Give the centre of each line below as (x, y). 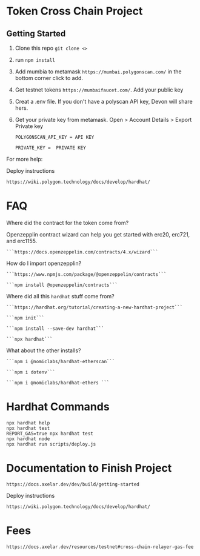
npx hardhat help (28, 423)
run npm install (35, 60)
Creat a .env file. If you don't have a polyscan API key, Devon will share (104, 102)
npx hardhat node (28, 439)
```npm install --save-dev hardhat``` (55, 329)
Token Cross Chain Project (75, 11)
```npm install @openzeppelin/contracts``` (62, 285)
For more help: (25, 159)
